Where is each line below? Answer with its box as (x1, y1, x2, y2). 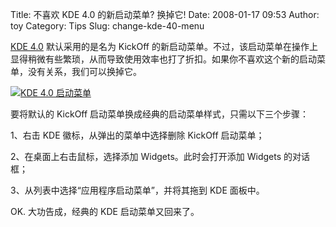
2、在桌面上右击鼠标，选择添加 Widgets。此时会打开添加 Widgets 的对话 (10, 151, 311, 162)
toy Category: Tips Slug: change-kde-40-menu (10, 20, 205, 32)
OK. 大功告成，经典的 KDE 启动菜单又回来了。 (10, 206, 200, 217)
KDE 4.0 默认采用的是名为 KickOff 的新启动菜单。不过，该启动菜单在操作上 (10, 41, 318, 52)
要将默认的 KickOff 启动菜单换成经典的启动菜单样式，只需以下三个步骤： (10, 108, 310, 120)
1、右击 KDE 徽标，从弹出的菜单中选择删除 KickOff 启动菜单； (10, 129, 265, 141)
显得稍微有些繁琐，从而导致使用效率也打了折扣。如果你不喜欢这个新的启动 (10, 53, 317, 65)
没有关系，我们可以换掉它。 (27, 66, 142, 77)
